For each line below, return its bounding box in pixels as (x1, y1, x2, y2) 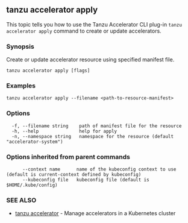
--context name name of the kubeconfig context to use (22, 166, 177, 172)
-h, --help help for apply (11, 128, 117, 134)
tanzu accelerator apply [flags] (6, 68, 90, 74)
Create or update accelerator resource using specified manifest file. (6, 56, 175, 63)
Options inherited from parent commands (6, 152, 131, 161)
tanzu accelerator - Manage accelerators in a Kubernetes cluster (14, 210, 176, 217)
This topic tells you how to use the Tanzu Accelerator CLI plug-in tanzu (6, 20, 183, 28)
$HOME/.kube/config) (6, 182, 58, 188)
